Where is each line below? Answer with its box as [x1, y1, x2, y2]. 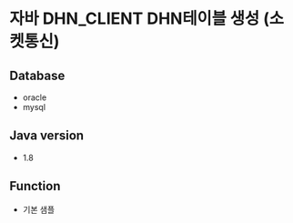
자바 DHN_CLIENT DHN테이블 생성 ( [9, 8, 270, 29]
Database [9, 67, 66, 83]
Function [9, 178, 61, 194]
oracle [22, 92, 47, 103]
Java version [9, 128, 85, 144]
